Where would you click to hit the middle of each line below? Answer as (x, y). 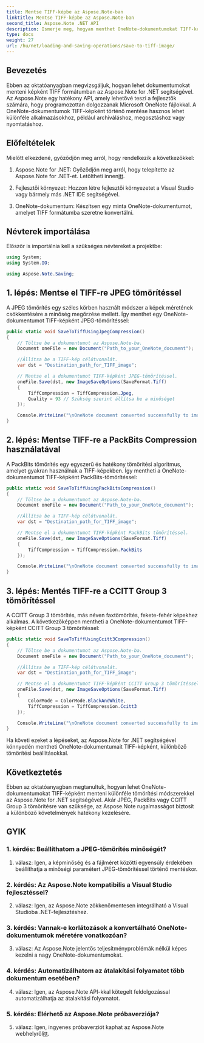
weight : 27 (20, 40)
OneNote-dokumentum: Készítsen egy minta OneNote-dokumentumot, (104, 206)
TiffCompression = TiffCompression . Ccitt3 (83, 706)
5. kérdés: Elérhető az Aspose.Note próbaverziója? (83, 1014)
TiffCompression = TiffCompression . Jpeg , (81, 393)
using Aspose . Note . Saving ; (40, 274)
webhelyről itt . (32, 1033)
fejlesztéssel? (27, 892)
